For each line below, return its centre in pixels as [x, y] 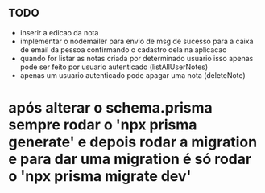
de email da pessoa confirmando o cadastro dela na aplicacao [123, 49]
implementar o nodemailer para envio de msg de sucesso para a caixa [137, 41]
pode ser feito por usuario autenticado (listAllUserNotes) [114, 67]
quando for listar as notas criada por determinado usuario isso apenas [137, 58]
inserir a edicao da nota [59, 32]
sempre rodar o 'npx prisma [103, 125]
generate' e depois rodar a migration [133, 142]
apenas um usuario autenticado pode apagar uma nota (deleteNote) [132, 75]
